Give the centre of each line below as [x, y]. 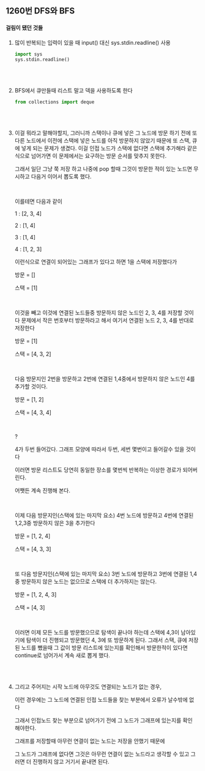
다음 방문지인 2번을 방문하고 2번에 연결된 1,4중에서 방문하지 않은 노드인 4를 [105, 379]
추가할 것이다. [31, 387]
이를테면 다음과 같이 [38, 201]
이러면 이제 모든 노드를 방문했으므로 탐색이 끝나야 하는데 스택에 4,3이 [97, 633]
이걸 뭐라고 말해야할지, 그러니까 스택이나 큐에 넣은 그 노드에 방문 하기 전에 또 [106, 133]
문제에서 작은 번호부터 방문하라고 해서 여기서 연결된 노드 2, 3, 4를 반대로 [107, 321]
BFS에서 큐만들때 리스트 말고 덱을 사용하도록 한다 [73, 91]
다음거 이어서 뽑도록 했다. [61, 177]
